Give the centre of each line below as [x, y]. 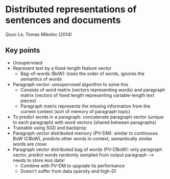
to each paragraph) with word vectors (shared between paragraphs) [84, 122]
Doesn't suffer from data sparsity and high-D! [68, 171]
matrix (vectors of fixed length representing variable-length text [87, 95]
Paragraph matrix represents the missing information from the [85, 106]
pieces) [28, 100]
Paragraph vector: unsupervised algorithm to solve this [70, 84]
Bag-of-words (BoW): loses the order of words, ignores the [82, 73]
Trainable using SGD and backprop [50, 127]
